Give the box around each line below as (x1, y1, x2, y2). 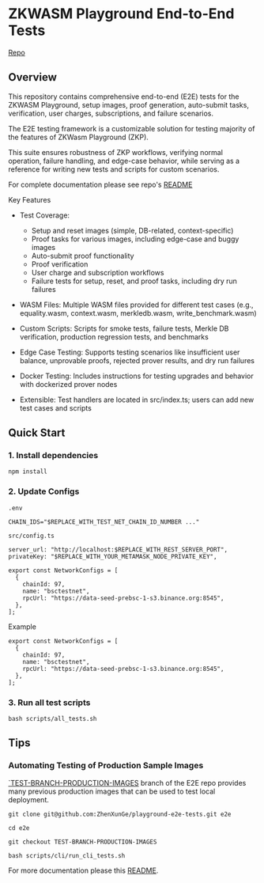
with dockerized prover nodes (19, 379, 118, 388)
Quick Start (8, 426, 66, 440)
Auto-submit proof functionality (31, 251, 134, 260)
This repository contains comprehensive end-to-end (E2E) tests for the (8, 92, 239, 101)
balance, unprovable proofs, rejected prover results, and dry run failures (19, 355, 255, 365)
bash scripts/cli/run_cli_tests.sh (8, 851, 126, 859)
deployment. (8, 794, 49, 804)
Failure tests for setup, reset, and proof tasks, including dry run (31, 276, 237, 286)
